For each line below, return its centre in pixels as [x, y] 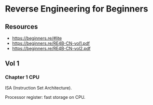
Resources [21, 27]
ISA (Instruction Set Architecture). [39, 88]
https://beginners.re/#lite [37, 38]
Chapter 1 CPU [22, 77]
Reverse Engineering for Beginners [76, 9]
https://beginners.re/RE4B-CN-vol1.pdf [51, 43]
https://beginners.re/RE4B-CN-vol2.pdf [51, 48]
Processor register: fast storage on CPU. [45, 97]
